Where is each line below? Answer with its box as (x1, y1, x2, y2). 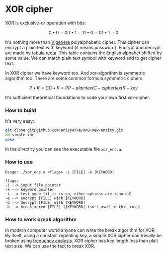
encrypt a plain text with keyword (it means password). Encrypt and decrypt (5, 44, 161, 50)
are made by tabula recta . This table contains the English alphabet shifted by (5, 50, 162, 56)
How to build (5, 107, 36, 114)
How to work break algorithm (5, 216, 77, 223)
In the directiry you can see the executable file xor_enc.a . (5, 146, 123, 152)
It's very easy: (5, 118, 34, 124)
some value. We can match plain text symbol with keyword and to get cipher (5, 55, 162, 61)
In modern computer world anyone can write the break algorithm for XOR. (5, 227, 156, 233)
